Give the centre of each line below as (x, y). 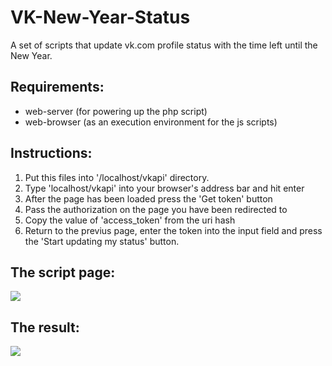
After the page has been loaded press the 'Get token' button (148, 198)
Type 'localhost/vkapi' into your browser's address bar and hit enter (164, 188)
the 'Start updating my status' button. (102, 241)
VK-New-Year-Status (100, 17)
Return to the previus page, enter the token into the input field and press (173, 230)
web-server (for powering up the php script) (116, 111)
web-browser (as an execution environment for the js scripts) (151, 122)
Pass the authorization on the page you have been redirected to (156, 209)
